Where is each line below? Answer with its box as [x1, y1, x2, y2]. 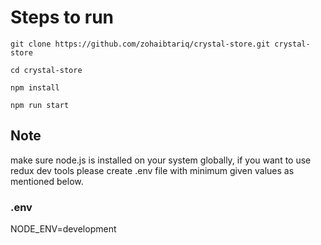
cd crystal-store [10, 65, 83, 75]
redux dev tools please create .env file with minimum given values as [10, 164, 295, 176]
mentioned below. [10, 175, 84, 187]
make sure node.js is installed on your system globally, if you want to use [10, 154, 312, 166]
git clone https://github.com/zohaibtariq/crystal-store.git [10, 39, 271, 49]
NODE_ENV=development [10, 223, 117, 235]
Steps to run [10, 6, 115, 29]
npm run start [10, 100, 70, 110]
